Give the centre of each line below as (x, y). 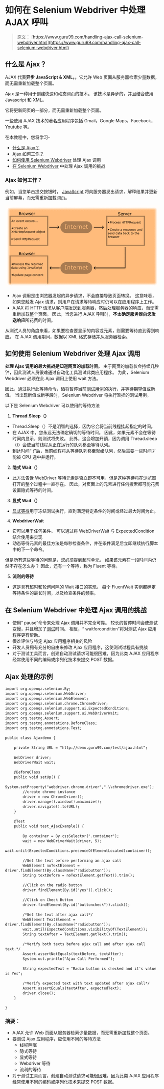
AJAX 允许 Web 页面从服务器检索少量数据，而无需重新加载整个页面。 (82, 1033)
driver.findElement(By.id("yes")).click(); (68, 890)
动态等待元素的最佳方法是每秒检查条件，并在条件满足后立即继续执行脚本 (85, 544)
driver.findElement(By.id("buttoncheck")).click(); (77, 905)
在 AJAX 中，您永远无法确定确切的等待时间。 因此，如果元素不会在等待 (84, 433)
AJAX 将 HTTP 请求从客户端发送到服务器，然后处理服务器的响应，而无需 (85, 308)
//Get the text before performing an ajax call (72, 860)
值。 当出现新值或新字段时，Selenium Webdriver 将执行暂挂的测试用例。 (78, 395)
